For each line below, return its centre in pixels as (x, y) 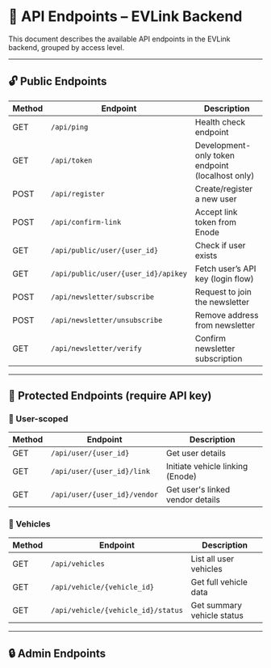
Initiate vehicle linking (207, 467)
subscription (219, 358)
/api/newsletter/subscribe (103, 297)
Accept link (216, 212)
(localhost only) (225, 175)
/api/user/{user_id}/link (101, 471)
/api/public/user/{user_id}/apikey (119, 273)
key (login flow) (224, 278)
